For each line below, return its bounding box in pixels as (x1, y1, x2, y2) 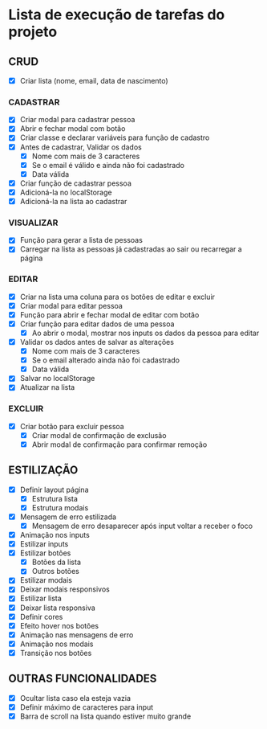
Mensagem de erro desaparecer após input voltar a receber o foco (31, 521, 253, 530)
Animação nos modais (19, 639, 94, 649)
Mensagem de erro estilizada (19, 512, 117, 522)
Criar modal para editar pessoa (19, 301, 123, 310)
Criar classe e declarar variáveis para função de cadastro (19, 133, 210, 142)
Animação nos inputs (19, 530, 90, 539)
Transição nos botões (19, 648, 92, 657)
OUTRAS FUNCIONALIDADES (8, 672, 157, 686)
